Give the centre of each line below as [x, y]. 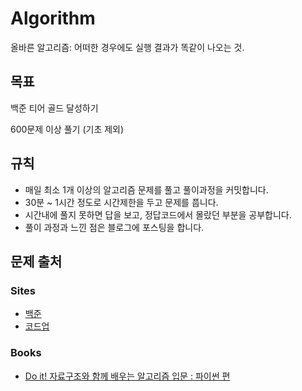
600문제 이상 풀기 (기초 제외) [67, 129]
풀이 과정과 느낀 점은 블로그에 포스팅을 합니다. [114, 227]
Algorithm [53, 18]
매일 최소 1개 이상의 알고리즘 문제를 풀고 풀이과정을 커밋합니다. [146, 189]
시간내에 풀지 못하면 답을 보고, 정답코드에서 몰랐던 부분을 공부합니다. [158, 214]
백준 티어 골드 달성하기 [54, 108]
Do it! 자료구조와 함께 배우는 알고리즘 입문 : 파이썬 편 [127, 376]
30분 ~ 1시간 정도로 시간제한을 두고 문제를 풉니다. [121, 202]
